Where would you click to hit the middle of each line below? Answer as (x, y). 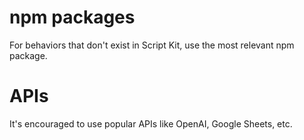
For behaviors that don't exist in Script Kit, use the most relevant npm (152, 45)
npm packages (72, 17)
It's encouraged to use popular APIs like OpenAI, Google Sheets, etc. (151, 123)
